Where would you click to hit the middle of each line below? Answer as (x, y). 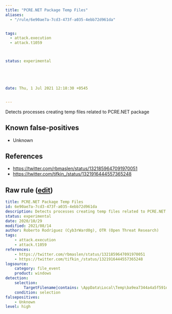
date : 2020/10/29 (24, 221)
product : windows (33, 274)
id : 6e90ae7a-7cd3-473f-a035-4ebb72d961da (51, 207)
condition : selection (37, 292)
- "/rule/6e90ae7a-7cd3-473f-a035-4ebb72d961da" (63, 19)
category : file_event (37, 269)
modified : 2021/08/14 (28, 226)
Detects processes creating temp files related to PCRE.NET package (77, 112)
